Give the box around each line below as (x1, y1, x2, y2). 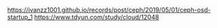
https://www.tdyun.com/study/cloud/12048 (34, 13, 160, 21)
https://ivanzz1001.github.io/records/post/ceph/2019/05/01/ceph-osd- (7, 6, 211, 14)
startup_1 (7, 13, 33, 21)
